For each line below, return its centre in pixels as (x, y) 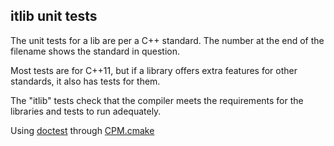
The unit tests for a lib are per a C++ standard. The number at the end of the (167, 40)
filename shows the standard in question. (95, 51)
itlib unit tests (54, 16)
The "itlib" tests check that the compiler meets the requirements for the (157, 100)
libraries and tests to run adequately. (86, 111)
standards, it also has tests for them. (85, 81)
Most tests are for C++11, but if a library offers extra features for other (154, 70)
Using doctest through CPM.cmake (82, 130)
